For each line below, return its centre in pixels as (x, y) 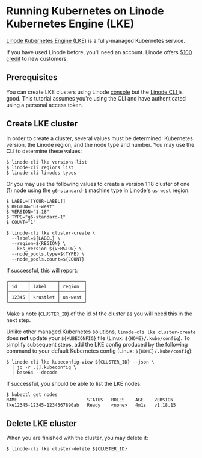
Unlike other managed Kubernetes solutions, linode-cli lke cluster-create (101, 332)
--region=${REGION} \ (39, 243)
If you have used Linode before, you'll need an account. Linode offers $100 (99, 52)
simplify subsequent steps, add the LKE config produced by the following (97, 344)
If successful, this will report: (42, 270)
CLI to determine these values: (44, 151)
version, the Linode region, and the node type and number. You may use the (100, 144)
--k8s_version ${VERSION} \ (47, 249)
